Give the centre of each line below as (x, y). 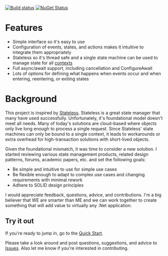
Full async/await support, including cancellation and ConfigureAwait (82, 68)
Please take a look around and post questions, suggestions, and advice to (81, 243)
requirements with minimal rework (47, 180)
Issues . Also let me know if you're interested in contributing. (67, 248)
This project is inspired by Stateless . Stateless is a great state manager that (83, 113)
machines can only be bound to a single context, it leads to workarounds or (83, 134)
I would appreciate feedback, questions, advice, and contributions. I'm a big (83, 195)
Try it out (19, 221)
